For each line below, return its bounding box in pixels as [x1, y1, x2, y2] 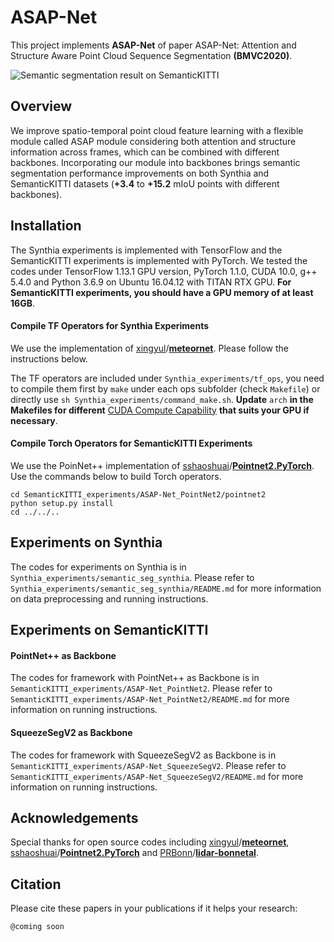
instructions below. [10, 352, 88, 365]
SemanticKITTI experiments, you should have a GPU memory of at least [10, 286, 314, 298]
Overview [10, 98, 73, 115]
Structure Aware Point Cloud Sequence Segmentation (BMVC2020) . [10, 49, 293, 61]
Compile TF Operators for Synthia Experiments [10, 320, 210, 332]
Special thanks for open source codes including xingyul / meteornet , [10, 836, 290, 848]
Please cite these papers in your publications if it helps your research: [10, 902, 298, 915]
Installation [10, 217, 82, 235]
